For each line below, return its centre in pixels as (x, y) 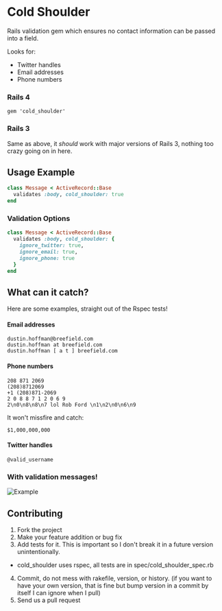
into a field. (23, 38)
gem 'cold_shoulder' (37, 111)
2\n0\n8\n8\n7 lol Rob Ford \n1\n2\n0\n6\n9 (72, 405)
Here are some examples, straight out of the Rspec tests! (87, 309)
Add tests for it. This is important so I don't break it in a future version (115, 544)
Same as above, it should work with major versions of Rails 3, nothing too (110, 143)
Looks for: (22, 51)
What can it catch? (48, 292)
